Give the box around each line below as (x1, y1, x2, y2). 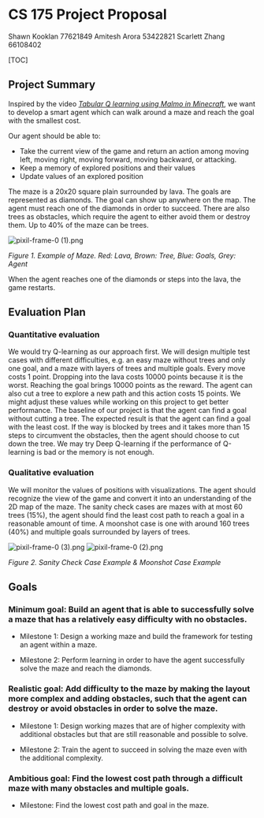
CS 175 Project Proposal (8, 6, 167, 24)
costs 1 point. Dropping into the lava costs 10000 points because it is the (8, 372, 244, 381)
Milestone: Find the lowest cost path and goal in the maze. (19, 801, 210, 810)
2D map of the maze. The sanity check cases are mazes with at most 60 (8, 502, 243, 511)
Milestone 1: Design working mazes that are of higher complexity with (19, 721, 246, 731)
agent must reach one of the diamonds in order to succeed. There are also (8, 203, 251, 213)
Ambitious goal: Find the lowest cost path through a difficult (8, 772, 243, 783)
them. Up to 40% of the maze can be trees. (8, 220, 149, 229)
